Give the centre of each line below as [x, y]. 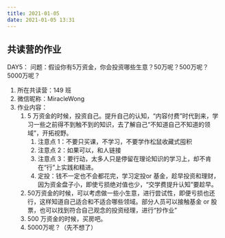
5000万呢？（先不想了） [62, 228]
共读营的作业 [34, 49]
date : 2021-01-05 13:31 [41, 20]
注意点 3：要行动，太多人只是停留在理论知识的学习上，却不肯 [124, 159]
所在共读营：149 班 [44, 91]
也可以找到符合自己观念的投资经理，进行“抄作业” [108, 211]
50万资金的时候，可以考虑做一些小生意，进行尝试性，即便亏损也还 [121, 193]
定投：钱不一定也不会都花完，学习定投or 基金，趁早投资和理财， [128, 176]
